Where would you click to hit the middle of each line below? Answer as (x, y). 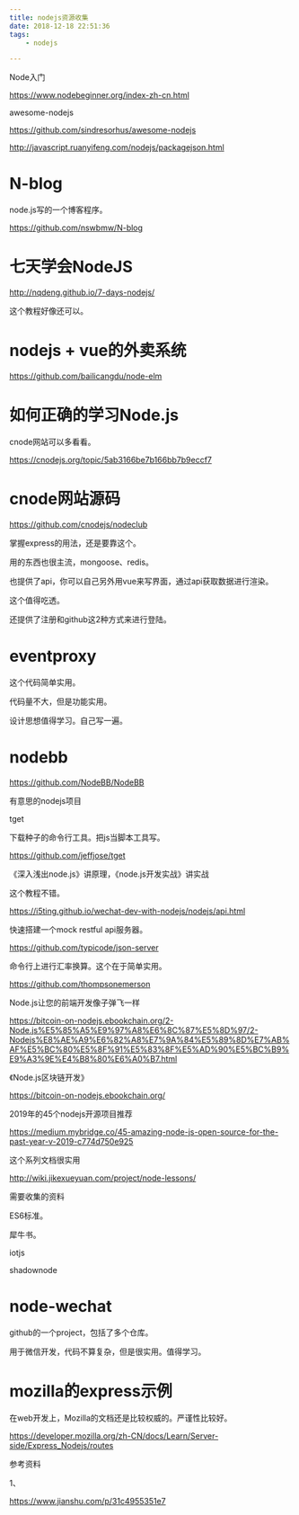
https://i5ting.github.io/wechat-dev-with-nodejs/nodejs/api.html (128, 911)
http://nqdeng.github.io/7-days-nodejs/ (82, 292)
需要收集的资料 (37, 1196)
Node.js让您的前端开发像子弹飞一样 (75, 1003)
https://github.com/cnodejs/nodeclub (79, 524)
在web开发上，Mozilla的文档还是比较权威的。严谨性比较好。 (121, 1418)
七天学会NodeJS (71, 267)
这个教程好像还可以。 (48, 311)
